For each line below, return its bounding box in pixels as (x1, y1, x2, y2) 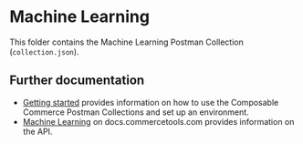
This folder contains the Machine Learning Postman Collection (9, 36, 244, 47)
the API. (22, 126, 53, 137)
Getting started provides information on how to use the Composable (22, 97, 279, 108)
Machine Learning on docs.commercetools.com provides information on (22, 116, 295, 127)
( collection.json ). (9, 46, 79, 57)
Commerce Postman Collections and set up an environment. (22, 107, 249, 118)
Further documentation (9, 73, 145, 88)
